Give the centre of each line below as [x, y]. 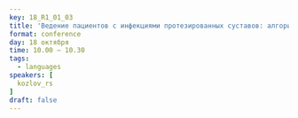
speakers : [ [31, 75]
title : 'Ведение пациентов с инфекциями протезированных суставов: [137, 26]
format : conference [45, 34]
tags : [19, 59]
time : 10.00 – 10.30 [47, 51]
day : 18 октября [39, 42]
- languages [39, 67]
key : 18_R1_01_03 [41, 17]
